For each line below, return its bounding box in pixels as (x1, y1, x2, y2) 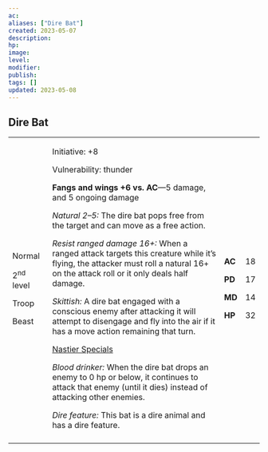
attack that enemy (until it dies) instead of (51, 382, 208, 393)
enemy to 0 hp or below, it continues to (51, 372, 199, 383)
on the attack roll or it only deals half (51, 268, 189, 280)
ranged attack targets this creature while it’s (51, 248, 217, 260)
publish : (8, 71, 37, 79)
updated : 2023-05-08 (8, 85, 77, 94)
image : (8, 49, 30, 57)
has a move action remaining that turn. (51, 326, 196, 337)
